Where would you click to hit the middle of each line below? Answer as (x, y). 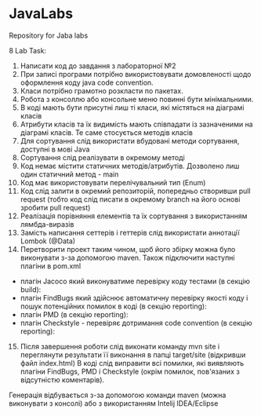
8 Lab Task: (27, 50)
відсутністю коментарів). (62, 380)
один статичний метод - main (69, 174)
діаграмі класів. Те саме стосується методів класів (106, 132)
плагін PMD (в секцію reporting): (74, 314)
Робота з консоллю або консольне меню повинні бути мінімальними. (137, 99)
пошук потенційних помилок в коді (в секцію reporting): (113, 306)
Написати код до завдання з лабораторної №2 (98, 66)
